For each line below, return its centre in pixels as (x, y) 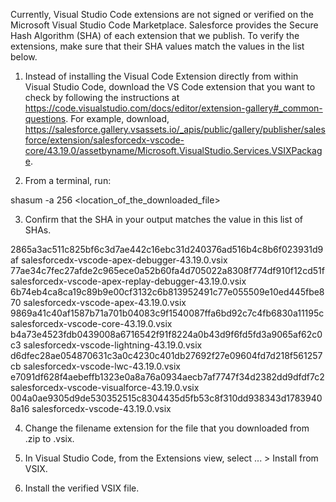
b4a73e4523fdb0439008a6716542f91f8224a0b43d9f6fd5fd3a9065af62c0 (166, 334)
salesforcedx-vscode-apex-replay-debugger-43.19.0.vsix (128, 281)
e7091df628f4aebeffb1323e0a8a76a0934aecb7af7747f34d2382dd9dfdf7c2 (167, 377)
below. (24, 57)
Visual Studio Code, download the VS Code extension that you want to (170, 87)
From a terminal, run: (68, 180)
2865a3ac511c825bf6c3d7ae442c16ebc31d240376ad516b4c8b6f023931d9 (167, 249)
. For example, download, (117, 118)
